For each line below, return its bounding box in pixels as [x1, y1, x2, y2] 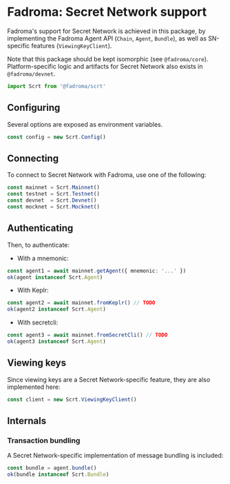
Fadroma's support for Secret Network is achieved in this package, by [7, 27, 206, 35]
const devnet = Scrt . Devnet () [7, 197, 97, 204]
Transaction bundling [7, 435, 81, 445]
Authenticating [7, 222, 74, 234]
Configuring [7, 102, 61, 114]
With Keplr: [17, 286, 50, 295]
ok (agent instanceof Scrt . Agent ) [7, 273, 103, 281]
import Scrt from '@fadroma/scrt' [7, 83, 107, 90]
